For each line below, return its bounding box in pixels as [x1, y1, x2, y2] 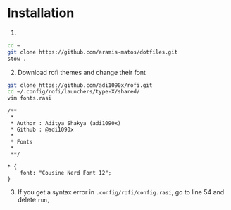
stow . [7, 55, 27, 62]
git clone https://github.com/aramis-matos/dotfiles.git [7, 48, 178, 56]
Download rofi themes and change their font [17, 68, 146, 76]
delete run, [17, 196, 51, 204]
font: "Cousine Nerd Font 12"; [20, 170, 112, 177]
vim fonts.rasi [7, 95, 52, 102]
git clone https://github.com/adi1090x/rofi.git [7, 81, 153, 89]
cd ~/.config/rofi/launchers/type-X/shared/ [7, 88, 140, 95]
